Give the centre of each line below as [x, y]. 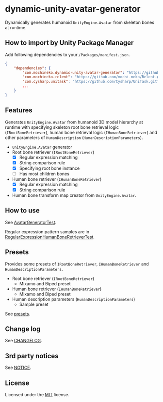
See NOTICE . [18, 367]
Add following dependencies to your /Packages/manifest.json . [67, 54]
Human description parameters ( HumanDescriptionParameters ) [73, 299]
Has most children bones [44, 174]
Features [19, 110]
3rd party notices [32, 356]
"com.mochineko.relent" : [48, 77]
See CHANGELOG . [24, 341]
